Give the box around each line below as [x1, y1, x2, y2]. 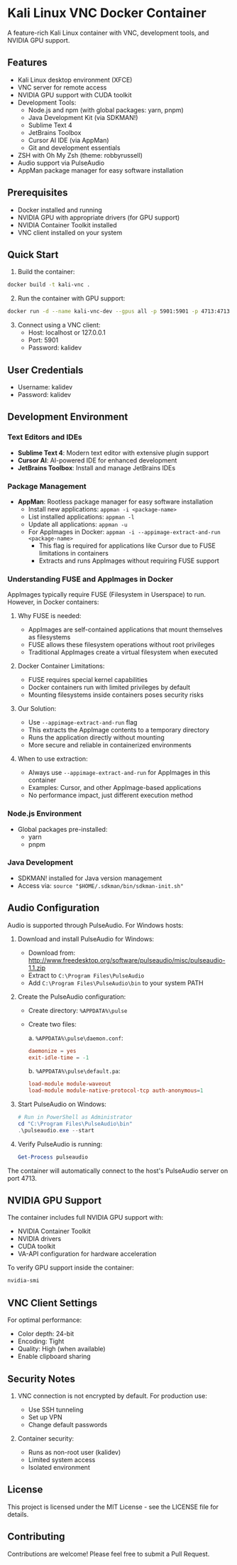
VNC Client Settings [7, 1296, 98, 1309]
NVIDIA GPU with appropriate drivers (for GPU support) [17, 213, 180, 222]
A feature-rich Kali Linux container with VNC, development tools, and [7, 28, 209, 37]
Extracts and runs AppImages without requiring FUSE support [38, 556, 219, 565]
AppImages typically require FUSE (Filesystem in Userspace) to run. [7, 590, 206, 599]
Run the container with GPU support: [17, 294, 126, 303]
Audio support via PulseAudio [17, 158, 105, 167]
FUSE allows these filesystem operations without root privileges [28, 641, 215, 649]
